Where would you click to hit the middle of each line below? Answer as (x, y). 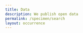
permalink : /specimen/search (35, 18)
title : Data (17, 9)
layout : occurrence (25, 23)
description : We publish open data (42, 14)
